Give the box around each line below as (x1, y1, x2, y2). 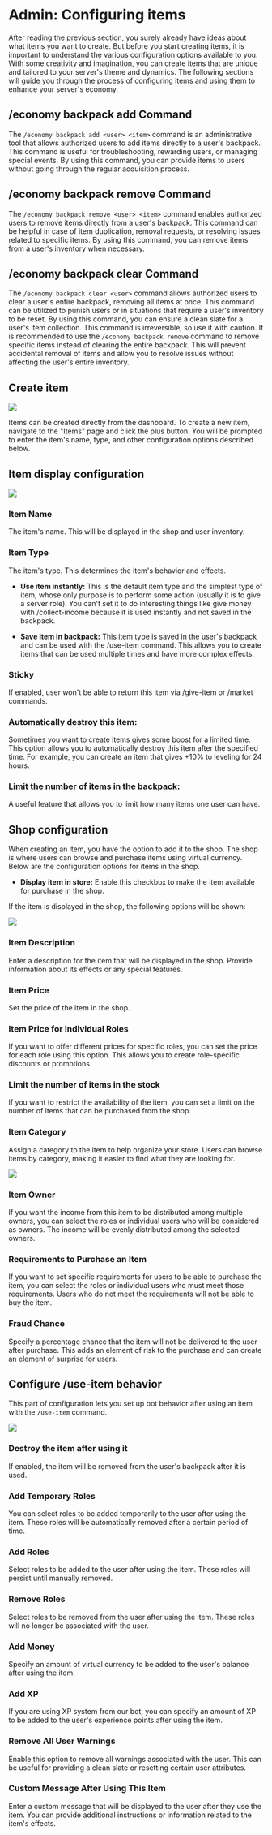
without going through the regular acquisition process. (8, 164, 190, 174)
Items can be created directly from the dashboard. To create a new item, (8, 418, 250, 428)
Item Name (8, 508, 53, 519)
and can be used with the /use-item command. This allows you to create (19, 640, 261, 650)
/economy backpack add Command (8, 108, 193, 122)
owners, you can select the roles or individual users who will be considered (8, 1216, 260, 1226)
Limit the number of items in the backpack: (8, 781, 181, 792)
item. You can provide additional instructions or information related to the (8, 1810, 253, 1820)
